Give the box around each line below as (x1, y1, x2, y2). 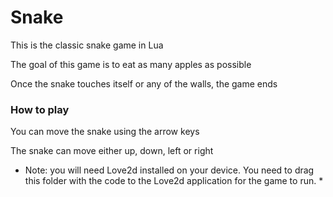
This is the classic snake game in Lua (10, 39, 164, 51)
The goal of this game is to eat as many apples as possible (10, 58, 252, 70)
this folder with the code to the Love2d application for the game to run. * (24, 175, 324, 187)
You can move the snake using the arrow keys (10, 126, 200, 138)
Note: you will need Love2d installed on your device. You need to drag (24, 164, 315, 176)
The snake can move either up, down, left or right (10, 145, 214, 157)
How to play (10, 102, 70, 116)
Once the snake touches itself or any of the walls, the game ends (10, 77, 278, 90)
